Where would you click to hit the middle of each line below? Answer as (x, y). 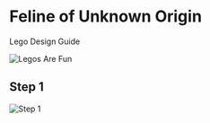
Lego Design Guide (45, 41)
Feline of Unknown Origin (105, 17)
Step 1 (27, 87)
